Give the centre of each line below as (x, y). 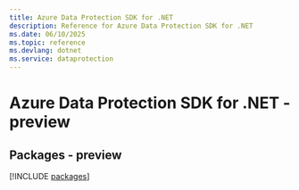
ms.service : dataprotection (62, 59)
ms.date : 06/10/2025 (48, 34)
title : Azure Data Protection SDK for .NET (91, 17)
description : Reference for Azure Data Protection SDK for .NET (131, 26)
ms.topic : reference (48, 42)
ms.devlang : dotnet (46, 51)
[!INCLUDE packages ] (50, 176)
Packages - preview (66, 155)
